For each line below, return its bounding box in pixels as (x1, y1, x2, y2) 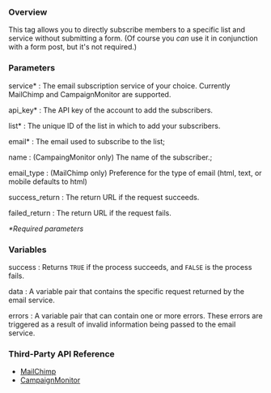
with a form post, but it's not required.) (8, 42, 138, 52)
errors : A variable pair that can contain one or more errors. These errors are (8, 310, 263, 320)
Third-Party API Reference (8, 348, 115, 359)
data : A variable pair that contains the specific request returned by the (8, 286, 245, 296)
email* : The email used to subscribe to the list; (8, 136, 166, 146)
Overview (8, 6, 48, 18)
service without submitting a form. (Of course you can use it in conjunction (8, 33, 259, 43)
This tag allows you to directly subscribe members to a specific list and (8, 25, 245, 35)
